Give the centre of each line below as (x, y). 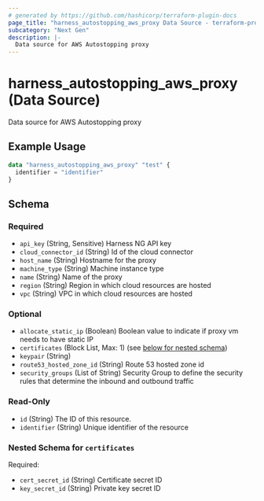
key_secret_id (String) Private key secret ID (90, 488)
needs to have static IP (57, 340)
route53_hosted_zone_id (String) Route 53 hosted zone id (112, 365)
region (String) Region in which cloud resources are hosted (115, 285)
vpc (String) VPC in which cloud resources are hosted (106, 294)
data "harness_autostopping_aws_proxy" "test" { (89, 165)
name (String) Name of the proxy (71, 277)
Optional (25, 314)
